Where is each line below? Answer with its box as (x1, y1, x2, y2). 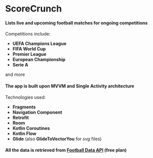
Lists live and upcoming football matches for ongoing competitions (5, 19, 148, 25)
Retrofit (12, 114, 29, 120)
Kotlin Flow (12, 130, 37, 136)
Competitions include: (5, 31, 51, 37)
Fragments (12, 103, 36, 110)
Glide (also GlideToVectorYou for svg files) (12, 135, 102, 141)
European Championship (12, 56, 66, 62)
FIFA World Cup (12, 46, 46, 52)
